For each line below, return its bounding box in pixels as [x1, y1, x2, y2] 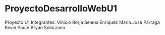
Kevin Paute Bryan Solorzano [5, 24, 66, 30]
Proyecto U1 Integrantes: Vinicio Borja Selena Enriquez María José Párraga [5, 19, 160, 25]
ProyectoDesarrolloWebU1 [5, 3, 118, 14]
